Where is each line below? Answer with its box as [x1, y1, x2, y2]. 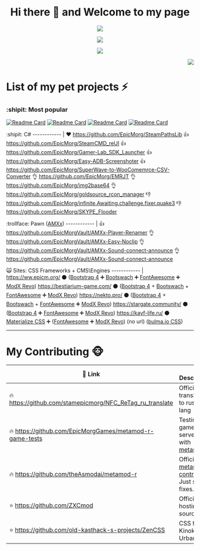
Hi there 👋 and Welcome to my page [10, 5, 190, 19]
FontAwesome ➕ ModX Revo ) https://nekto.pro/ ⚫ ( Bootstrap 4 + [6, 292, 167, 299]
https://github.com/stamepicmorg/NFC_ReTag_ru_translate [9, 399, 174, 407]
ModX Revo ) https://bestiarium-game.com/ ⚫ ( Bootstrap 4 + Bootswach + [6, 283, 189, 290]
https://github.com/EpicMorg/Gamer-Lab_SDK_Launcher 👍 [6, 149, 152, 156]
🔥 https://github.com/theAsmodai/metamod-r [9, 470, 137, 479]
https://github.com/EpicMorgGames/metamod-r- [15, 427, 154, 435]
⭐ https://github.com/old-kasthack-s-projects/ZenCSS [9, 526, 165, 534]
